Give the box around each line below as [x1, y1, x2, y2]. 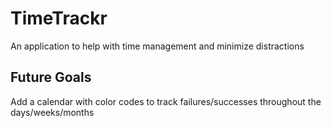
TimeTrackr [10, 7, 108, 30]
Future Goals [10, 69, 92, 86]
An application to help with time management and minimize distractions [10, 40, 305, 52]
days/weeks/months [10, 106, 95, 118]
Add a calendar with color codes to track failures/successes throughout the [10, 95, 322, 107]
